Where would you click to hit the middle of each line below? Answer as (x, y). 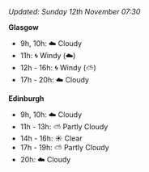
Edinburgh (26, 99)
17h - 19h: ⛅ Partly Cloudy (64, 147)
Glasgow (23, 27)
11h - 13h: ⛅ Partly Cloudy (64, 127)
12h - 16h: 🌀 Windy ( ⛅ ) (58, 67)
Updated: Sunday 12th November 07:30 (74, 12)
